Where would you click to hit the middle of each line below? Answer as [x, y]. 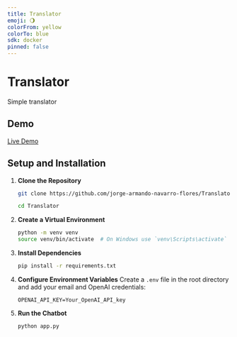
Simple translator [32, 101]
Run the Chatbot [42, 313]
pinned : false [28, 47]
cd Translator [38, 206]
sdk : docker [25, 40]
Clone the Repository [49, 180]
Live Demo [23, 141]
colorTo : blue [28, 34]
